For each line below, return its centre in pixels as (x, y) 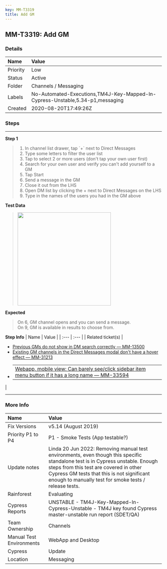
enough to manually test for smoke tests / (97, 480)
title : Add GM (20, 14)
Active (39, 78)
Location (18, 559)
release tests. (64, 486)
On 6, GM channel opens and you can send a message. (74, 322)
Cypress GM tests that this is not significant (99, 474)
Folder (15, 86)
